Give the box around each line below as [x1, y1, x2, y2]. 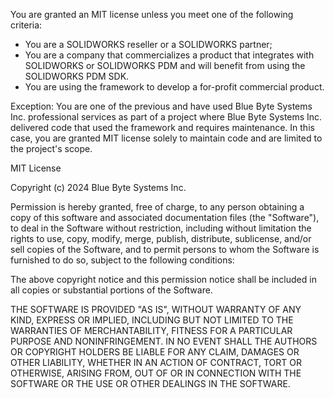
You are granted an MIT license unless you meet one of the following [10, 9, 294, 20]
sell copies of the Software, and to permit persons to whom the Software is [10, 244, 320, 255]
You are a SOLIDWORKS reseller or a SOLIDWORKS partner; [24, 39, 273, 50]
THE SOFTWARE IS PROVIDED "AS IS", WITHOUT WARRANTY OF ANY [10, 304, 302, 315]
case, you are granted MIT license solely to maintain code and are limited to [10, 132, 323, 144]
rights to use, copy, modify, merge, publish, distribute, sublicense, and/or [10, 233, 312, 244]
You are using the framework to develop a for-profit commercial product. [24, 81, 325, 93]
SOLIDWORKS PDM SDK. [24, 70, 130, 82]
